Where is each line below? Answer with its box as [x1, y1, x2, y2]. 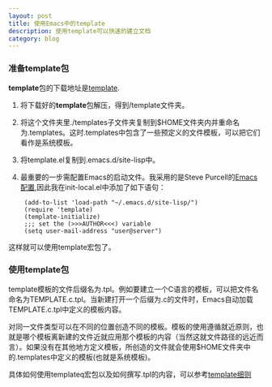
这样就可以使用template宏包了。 [8, 242, 116, 252]
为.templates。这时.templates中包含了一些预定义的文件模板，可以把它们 [19, 127, 261, 137]
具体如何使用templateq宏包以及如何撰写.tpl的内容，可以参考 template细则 [8, 369, 252, 379]
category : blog [8, 34, 60, 43]
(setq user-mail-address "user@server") [23, 226, 163, 235]
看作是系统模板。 [19, 137, 78, 147]
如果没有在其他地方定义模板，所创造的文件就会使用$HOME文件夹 [25, 342, 244, 351]
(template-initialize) [23, 213, 101, 221]
